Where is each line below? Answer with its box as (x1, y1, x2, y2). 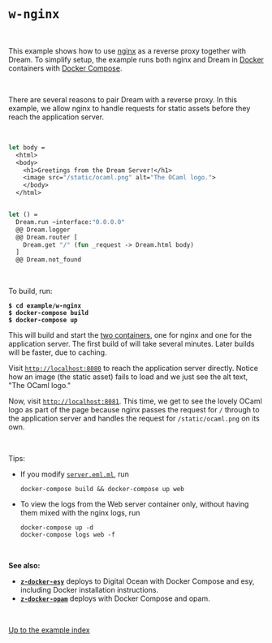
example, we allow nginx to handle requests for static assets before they (8, 103, 251, 113)
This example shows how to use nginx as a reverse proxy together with (8, 45, 246, 55)
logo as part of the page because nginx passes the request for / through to (8, 405, 260, 415)
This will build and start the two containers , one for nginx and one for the (8, 330, 253, 340)
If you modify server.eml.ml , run (19, 469, 130, 479)
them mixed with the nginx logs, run (19, 508, 140, 518)
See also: (8, 561, 41, 571)
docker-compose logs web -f (19, 531, 115, 539)
